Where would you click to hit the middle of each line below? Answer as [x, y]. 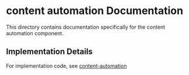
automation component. [35, 33]
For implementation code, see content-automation [66, 66]
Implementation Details [49, 52]
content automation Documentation [94, 11]
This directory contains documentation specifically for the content [86, 27]
